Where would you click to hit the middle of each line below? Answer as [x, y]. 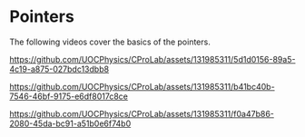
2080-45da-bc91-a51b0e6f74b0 [70, 123]
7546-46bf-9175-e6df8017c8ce [69, 96]
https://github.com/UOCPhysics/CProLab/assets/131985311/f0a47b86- [142, 113]
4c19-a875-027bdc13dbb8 [59, 69]
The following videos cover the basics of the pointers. [110, 42]
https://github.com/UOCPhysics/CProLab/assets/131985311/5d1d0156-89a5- [152, 59]
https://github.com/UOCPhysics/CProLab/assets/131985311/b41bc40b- [142, 86]
